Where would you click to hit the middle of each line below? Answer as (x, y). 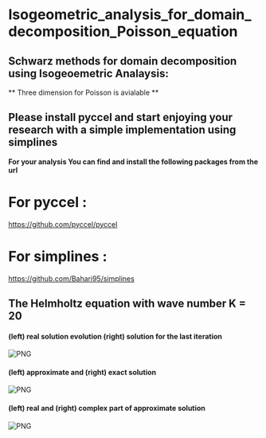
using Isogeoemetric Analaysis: (88, 73)
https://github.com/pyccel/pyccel (63, 224)
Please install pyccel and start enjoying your (121, 117)
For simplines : (58, 256)
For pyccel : (48, 202)
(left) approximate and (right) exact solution (82, 372)
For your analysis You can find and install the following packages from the (133, 162)
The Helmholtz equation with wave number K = (127, 304)
